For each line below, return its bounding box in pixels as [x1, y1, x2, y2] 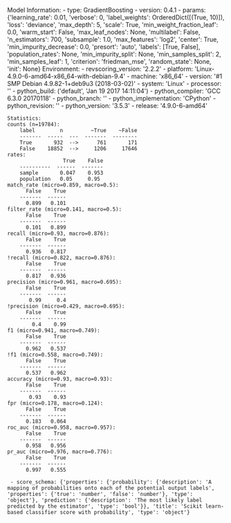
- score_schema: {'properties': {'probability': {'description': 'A [10, 479, 212, 486]
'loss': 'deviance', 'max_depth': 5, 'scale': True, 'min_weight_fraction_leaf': [7, 21, 219, 28]
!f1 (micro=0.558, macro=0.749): [7, 351, 104, 358]
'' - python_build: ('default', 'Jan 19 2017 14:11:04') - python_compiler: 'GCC [7, 87, 221, 95]
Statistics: [7, 115, 41, 122]
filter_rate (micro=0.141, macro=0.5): [7, 206, 122, 213]
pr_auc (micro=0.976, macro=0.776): [7, 448, 113, 455]
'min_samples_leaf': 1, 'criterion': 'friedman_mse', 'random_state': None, [7, 57, 212, 65]
